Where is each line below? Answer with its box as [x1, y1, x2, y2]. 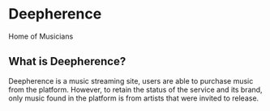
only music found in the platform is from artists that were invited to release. [8, 93, 259, 103]
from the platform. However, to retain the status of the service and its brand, [8, 84, 263, 94]
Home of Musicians [8, 31, 74, 41]
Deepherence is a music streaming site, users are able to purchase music [8, 76, 254, 85]
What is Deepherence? [8, 55, 126, 68]
